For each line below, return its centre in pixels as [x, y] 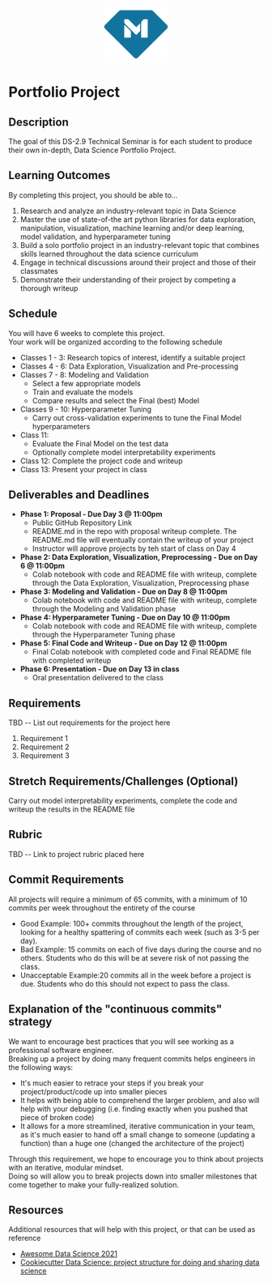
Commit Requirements [66, 880]
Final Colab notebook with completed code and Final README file [142, 652]
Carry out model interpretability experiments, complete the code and [123, 801]
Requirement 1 [44, 739]
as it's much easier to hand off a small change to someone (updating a [138, 1134]
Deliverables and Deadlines [79, 495]
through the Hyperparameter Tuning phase [104, 635]
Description [38, 122]
